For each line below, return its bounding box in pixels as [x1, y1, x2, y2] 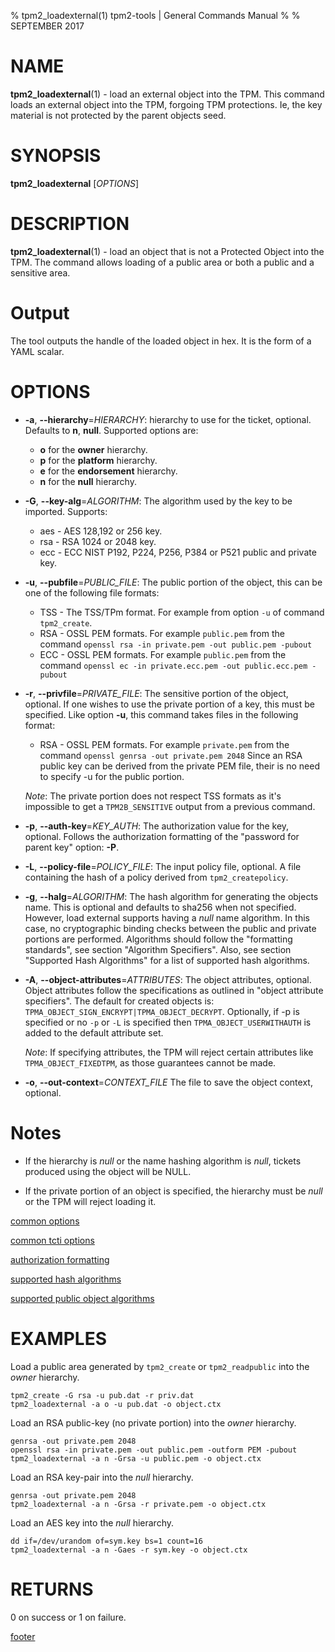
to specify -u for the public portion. [39, 770, 185, 782]
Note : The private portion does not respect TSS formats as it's [24, 790, 282, 802]
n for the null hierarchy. [39, 475, 137, 487]
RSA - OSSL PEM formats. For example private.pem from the [39, 738, 290, 750]
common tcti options [10, 1234, 95, 1246]
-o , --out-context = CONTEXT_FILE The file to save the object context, [24, 1076, 313, 1088]
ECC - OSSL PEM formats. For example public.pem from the [39, 648, 287, 660]
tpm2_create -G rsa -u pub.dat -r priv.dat [10, 1390, 195, 1400]
